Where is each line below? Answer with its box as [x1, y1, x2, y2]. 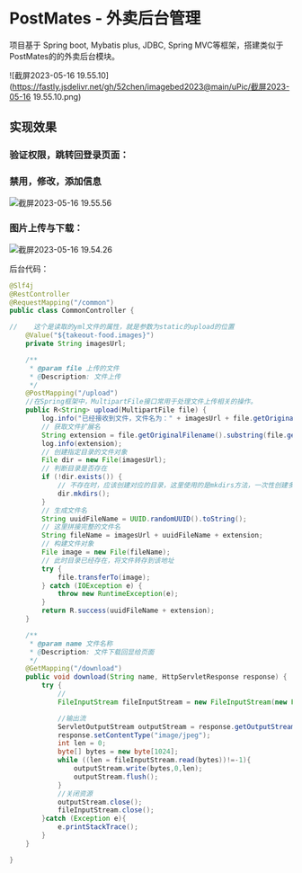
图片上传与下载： [9, 222, 84, 235]
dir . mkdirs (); [57, 489, 111, 498]
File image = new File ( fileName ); [41, 548, 171, 557]
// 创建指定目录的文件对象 [41, 447, 128, 457]
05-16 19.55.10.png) [9, 91, 82, 102]
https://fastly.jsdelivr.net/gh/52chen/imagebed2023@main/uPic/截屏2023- [12, 81, 290, 92]
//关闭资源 [57, 788, 93, 798]
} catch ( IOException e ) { [41, 581, 143, 590]
